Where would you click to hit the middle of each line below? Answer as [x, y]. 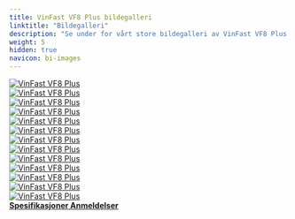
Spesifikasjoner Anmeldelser [64, 205]
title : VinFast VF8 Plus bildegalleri [81, 17]
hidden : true [33, 50]
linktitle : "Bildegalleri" [59, 26]
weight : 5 [27, 42]
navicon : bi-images [45, 58]
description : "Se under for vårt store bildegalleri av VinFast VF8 [138, 34]
